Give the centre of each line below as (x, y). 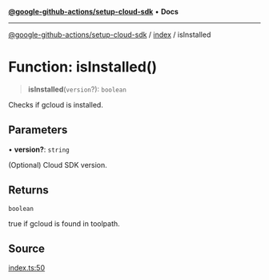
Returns (29, 191)
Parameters (38, 130)
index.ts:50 (27, 268)
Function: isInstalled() (83, 67)
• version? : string (39, 149)
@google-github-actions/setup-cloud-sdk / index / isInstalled (110, 34)
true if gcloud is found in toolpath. (64, 223)
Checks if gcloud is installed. (56, 104)
